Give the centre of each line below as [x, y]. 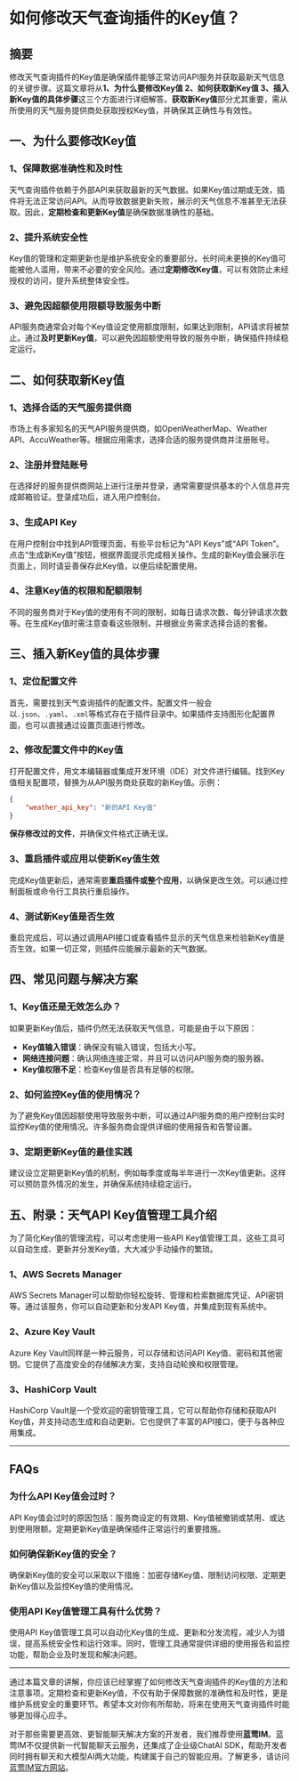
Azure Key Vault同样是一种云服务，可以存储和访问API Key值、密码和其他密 [146, 1353]
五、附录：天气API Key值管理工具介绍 [113, 1214]
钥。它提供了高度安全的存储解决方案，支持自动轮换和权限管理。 [126, 1364]
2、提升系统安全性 [49, 237]
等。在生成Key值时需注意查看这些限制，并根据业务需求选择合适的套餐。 [141, 623]
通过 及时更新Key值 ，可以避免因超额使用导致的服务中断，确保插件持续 [153, 338]
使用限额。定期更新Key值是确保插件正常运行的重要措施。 [121, 1528]
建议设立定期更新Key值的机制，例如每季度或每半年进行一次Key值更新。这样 [148, 1173]
